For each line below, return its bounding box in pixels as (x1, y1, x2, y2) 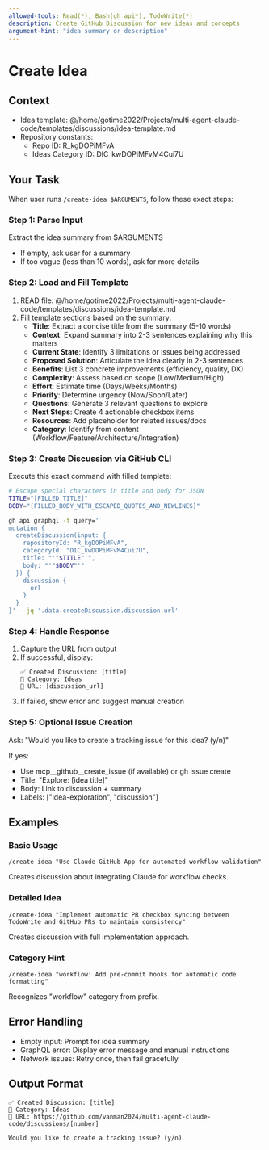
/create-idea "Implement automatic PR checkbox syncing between (8, 910, 229, 919)
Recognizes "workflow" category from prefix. (8, 991, 160, 1001)
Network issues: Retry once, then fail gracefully (19, 1053, 179, 1063)
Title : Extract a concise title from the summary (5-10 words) (32, 321, 232, 331)
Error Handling (8, 1015, 83, 1029)
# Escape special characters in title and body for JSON (8, 487, 204, 495)
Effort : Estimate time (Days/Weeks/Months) (32, 381, 178, 391)
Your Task (8, 173, 61, 187)
